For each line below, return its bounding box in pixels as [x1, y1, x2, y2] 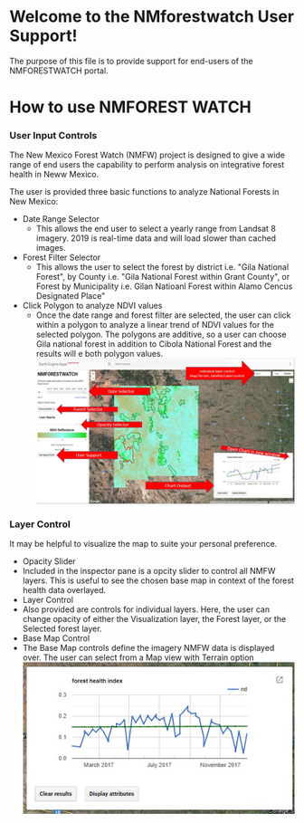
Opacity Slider [22, 556, 76, 567]
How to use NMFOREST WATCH [9, 97, 252, 118]
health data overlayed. [22, 585, 107, 596]
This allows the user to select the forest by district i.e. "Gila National [35, 262, 290, 273]
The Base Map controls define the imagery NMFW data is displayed [22, 643, 275, 654]
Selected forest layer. [22, 623, 102, 635]
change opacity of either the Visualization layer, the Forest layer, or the [22, 614, 287, 625]
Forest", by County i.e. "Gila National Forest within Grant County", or [35, 272, 290, 282]
